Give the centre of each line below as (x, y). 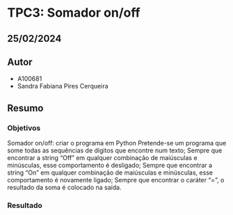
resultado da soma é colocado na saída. (64, 188)
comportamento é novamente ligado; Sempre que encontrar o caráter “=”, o (116, 180)
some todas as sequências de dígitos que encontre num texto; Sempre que (115, 150)
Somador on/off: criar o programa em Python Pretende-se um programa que (117, 143)
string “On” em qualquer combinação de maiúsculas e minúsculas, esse (110, 173)
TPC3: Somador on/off (74, 13)
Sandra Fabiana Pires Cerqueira (63, 86)
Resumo (25, 108)
